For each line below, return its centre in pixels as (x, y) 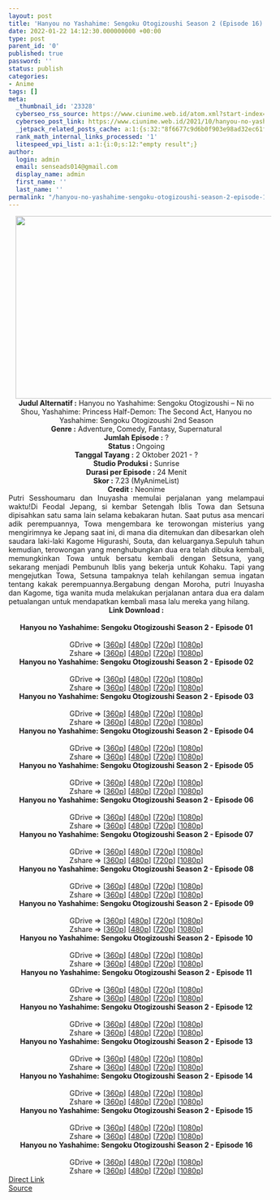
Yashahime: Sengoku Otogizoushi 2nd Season (136, 420)
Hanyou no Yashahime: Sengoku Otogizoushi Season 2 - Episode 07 (136, 834)
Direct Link (26, 1179)
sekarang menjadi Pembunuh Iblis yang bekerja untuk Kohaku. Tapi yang (136, 567)
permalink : (27, 197)
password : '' (30, 62)
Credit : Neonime (136, 489)
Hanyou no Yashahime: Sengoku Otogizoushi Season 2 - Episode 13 (136, 1041)
